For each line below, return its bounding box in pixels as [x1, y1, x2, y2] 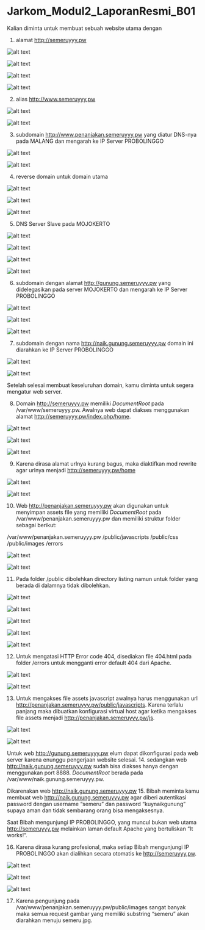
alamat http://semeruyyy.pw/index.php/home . [15, 413, 131, 420]
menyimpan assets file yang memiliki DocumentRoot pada [15, 508, 162, 516]
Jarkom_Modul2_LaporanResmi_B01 [7, 4, 196, 18]
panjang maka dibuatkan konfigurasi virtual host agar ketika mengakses [15, 707, 197, 715]
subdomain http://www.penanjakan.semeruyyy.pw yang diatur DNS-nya [15, 131, 197, 138]
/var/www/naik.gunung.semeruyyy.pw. [7, 775, 104, 782]
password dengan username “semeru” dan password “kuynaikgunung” [7, 800, 186, 807]
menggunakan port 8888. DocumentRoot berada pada [7, 769, 143, 776]
